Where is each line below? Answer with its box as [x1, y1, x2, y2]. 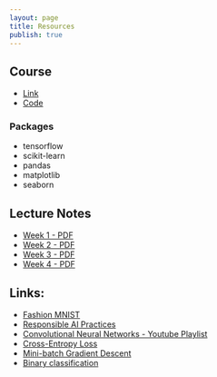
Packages [9, 120, 54, 133]
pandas [22, 160, 52, 171]
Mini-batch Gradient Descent [22, 348, 132, 359]
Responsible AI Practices [22, 319, 116, 330]
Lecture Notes [9, 205, 92, 221]
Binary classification [22, 358, 99, 369]
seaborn [22, 179, 54, 191]
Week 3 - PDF [22, 249, 75, 260]
